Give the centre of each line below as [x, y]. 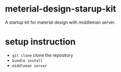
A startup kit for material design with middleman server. [60, 22]
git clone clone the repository [43, 55]
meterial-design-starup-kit [60, 9]
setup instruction [40, 42]
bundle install [27, 61]
